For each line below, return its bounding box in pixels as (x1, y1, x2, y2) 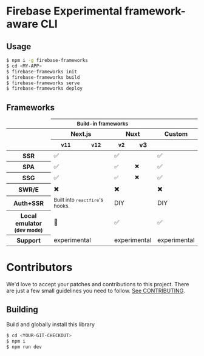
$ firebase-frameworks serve (6, 80, 80, 86)
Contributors (6, 261, 73, 274)
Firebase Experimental (6, 4, 123, 18)
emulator (15, 220, 42, 228)
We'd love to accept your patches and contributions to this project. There (6, 281, 189, 287)
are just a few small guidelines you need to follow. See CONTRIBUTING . (6, 287, 185, 294)
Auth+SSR (13, 199, 44, 207)
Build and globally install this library (6, 320, 95, 328)
